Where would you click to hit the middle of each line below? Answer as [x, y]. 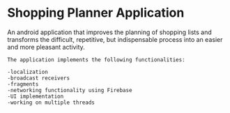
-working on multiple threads [51, 103]
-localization [28, 72]
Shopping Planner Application [96, 13]
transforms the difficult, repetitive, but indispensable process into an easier [115, 39]
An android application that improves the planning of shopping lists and [110, 32]
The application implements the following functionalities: [97, 60]
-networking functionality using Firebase [70, 90]
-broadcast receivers [39, 78]
